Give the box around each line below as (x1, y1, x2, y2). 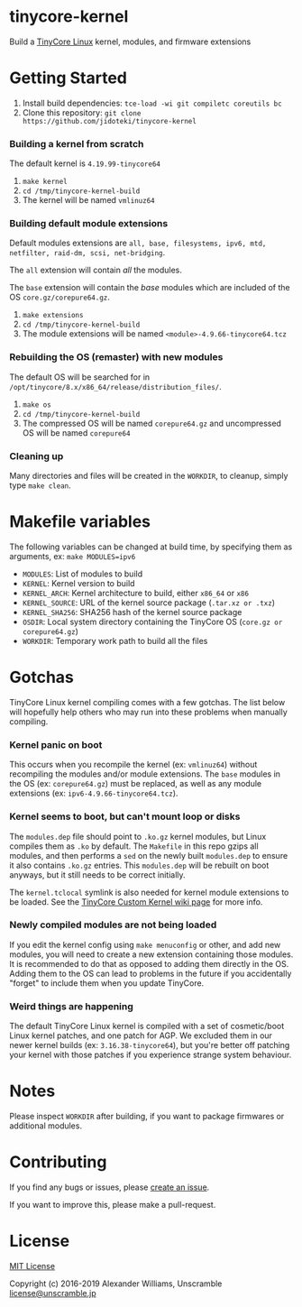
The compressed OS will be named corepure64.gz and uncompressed (22, 418, 282, 428)
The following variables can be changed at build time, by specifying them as (9, 541, 293, 552)
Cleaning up (9, 449, 64, 462)
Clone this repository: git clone (22, 106, 142, 118)
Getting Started (9, 68, 128, 88)
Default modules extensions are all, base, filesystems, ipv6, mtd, (9, 237, 267, 249)
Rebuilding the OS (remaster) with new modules (9, 351, 224, 364)
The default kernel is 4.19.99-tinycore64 (9, 158, 160, 169)
